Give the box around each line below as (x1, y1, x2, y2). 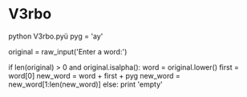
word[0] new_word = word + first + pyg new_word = (8, 71, 180, 80)
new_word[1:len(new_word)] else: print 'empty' (8, 79, 163, 89)
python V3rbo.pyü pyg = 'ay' (8, 31, 103, 41)
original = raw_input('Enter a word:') (8, 46, 128, 56)
